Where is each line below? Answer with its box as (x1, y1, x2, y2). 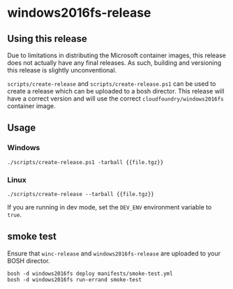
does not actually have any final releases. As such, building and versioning (7, 59, 222, 67)
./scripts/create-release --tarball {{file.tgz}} (7, 191, 155, 198)
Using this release (7, 33, 87, 45)
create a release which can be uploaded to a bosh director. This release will (7, 87, 225, 95)
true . (7, 210, 22, 218)
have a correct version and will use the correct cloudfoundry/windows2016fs (7, 94, 225, 103)
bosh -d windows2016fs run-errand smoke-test (7, 276, 142, 283)
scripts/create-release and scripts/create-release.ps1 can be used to (7, 80, 216, 88)
